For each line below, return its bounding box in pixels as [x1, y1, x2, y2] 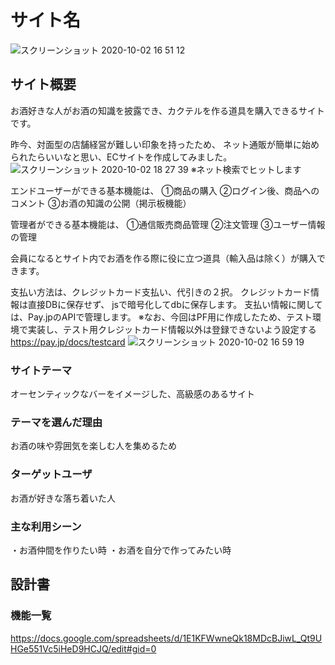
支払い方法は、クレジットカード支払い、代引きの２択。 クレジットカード [10, 286, 311, 298]
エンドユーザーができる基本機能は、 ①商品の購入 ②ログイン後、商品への [10, 184, 320, 196]
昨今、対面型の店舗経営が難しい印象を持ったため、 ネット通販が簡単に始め [10, 138, 320, 150]
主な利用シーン [10, 519, 82, 533]
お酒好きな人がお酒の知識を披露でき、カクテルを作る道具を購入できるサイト [10, 104, 325, 116]
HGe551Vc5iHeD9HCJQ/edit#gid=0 [10, 642, 157, 655]
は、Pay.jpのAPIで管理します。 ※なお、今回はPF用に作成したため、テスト [10, 311, 313, 323]
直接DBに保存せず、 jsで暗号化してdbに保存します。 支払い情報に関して [27, 298, 323, 310]
